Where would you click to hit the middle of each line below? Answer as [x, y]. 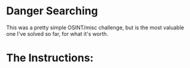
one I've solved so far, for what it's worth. [57, 33]
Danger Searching [52, 11]
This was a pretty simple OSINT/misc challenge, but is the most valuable [95, 27]
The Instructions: [50, 58]
